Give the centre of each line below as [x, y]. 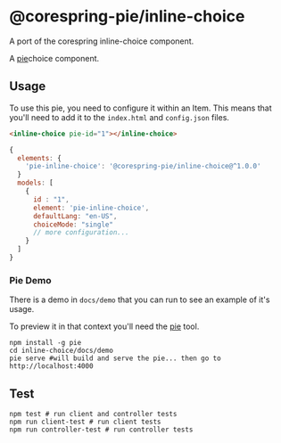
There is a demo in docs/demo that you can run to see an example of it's [140, 299]
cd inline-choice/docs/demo [62, 351]
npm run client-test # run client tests [86, 422]
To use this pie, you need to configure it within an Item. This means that [140, 108]
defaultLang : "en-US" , [75, 216]
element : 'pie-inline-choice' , [91, 208]
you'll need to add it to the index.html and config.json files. [120, 117]
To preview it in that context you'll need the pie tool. [104, 326]
